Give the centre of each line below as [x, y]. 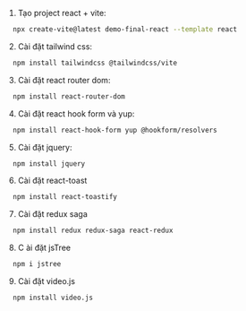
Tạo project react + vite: [62, 13]
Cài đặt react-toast [52, 181]
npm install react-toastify [65, 197]
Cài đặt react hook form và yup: [76, 113]
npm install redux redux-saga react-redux [93, 231]
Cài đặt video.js [47, 281]
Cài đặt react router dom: [64, 80]
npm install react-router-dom [69, 96]
